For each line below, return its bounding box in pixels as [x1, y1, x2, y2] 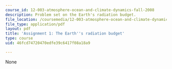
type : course [5, 36, 33, 41]
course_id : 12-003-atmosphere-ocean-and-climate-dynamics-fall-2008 [5, 7, 155, 13]
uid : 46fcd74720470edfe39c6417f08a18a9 [5, 41, 91, 46]
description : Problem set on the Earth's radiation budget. [5, 12, 137, 17]
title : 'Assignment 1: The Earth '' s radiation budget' [5, 31, 125, 36]
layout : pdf [5, 26, 31, 31]
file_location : [5, 17, 38, 22]
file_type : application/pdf [5, 21, 66, 27]
